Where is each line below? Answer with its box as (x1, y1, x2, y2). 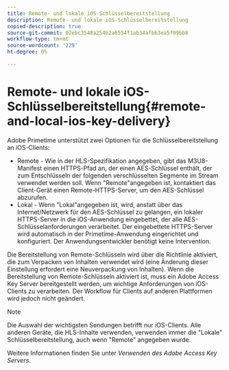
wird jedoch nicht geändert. (7, 294, 86, 303)
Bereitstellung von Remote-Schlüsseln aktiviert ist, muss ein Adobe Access (7, 272, 219, 281)
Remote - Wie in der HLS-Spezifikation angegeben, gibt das (16, 156, 186, 165)
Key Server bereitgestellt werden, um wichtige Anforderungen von (7, 279, 194, 287)
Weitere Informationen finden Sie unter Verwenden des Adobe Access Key (7, 349, 217, 357)
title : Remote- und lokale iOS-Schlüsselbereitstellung (7, 10, 170, 17)
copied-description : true (7, 23, 81, 30)
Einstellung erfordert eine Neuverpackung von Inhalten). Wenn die (7, 265, 194, 273)
